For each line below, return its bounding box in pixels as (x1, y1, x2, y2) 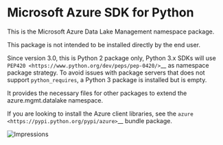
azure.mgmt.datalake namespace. (7, 96, 104, 104)
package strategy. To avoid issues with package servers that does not (7, 68, 205, 77)
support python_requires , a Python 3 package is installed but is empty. (7, 75, 207, 83)
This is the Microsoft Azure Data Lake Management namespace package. (7, 27, 215, 36)
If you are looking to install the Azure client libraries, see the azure (7, 109, 193, 118)
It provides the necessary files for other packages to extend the (7, 89, 187, 97)
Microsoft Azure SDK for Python (7, 5, 194, 21)
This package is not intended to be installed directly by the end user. (7, 40, 201, 49)
